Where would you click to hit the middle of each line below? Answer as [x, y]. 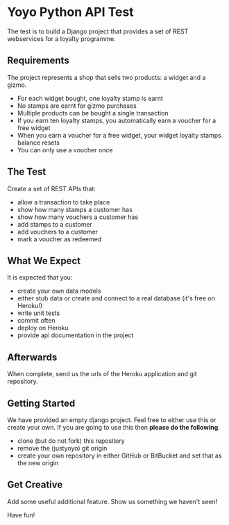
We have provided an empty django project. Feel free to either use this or [112, 420]
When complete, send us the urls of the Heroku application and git [102, 374]
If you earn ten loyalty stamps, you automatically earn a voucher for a [117, 120]
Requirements [38, 61]
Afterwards [32, 357]
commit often [36, 321]
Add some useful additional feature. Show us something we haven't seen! [112, 501]
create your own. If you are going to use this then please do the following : [113, 427]
